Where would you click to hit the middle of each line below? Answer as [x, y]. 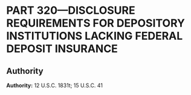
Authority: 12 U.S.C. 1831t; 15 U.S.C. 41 [55, 85]
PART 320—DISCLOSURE [71, 11]
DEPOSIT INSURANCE [62, 49]
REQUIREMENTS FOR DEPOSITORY [96, 23]
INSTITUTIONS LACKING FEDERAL [95, 36]
